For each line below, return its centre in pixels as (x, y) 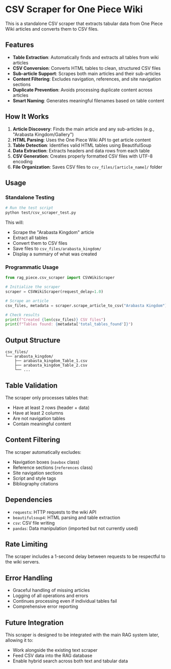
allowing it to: (19, 640)
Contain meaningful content (42, 424)
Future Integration (35, 622)
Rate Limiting (26, 544)
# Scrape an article (27, 301)
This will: (15, 222)
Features (20, 45)
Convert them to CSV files (40, 243)
